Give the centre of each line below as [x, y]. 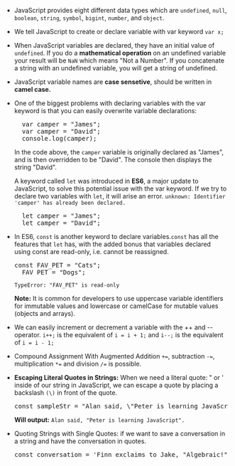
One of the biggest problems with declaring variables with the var [110, 103]
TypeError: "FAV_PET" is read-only [67, 285]
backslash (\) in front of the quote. [66, 393]
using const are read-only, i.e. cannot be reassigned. [91, 251]
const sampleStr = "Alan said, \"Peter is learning [106, 406]
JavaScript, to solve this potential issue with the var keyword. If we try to [120, 189]
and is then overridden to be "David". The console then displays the [113, 160]
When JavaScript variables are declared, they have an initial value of [114, 45]
